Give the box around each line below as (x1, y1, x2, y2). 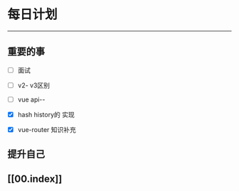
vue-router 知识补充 (17, 126, 77, 133)
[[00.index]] (7, 173, 63, 185)
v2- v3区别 (17, 81, 51, 89)
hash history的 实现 (17, 110, 75, 119)
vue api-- (17, 95, 46, 104)
